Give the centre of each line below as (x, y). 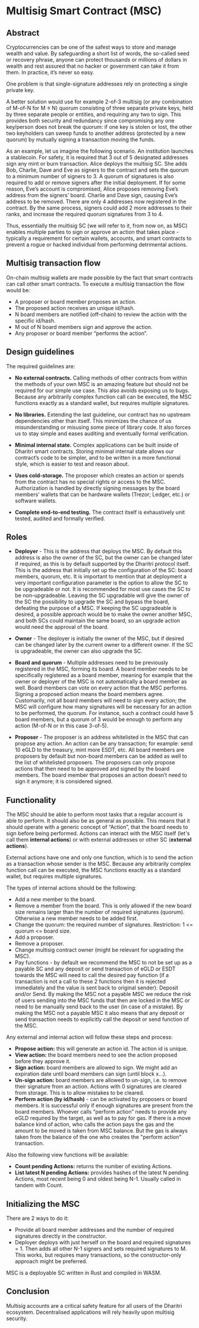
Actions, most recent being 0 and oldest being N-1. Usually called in (98, 1179)
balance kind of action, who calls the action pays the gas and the (94, 1124)
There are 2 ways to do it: (38, 1218)
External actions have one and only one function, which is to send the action (99, 858)
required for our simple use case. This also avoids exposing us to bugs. (102, 390)
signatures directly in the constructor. (61, 1236)
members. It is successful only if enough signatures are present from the (104, 1105)
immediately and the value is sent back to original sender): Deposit (96, 988)
